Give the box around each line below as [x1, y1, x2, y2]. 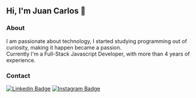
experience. [6, 56, 36, 63]
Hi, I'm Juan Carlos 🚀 [6, 6, 86, 16]
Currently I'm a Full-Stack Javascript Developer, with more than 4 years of [6, 50, 191, 57]
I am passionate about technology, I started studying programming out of [6, 37, 188, 45]
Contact [6, 71, 31, 79]
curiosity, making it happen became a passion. [6, 44, 122, 51]
